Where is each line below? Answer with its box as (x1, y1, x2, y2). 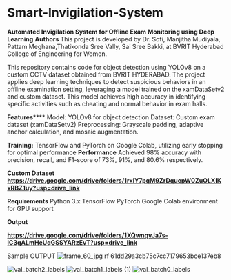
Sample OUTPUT (7, 252, 56, 260)
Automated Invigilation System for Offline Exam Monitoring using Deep (7, 28, 215, 36)
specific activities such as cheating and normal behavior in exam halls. (7, 99, 208, 108)
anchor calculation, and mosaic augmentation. (7, 128, 139, 136)
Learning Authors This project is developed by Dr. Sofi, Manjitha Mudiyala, (7, 34, 221, 43)
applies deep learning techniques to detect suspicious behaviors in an (7, 77, 206, 86)
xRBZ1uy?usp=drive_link (7, 183, 81, 192)
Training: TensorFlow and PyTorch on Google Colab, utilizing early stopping (7, 141, 223, 149)
